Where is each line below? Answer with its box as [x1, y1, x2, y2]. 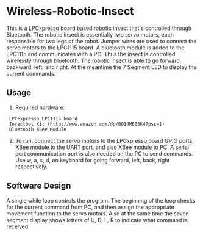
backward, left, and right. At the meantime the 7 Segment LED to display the [6, 63, 197, 71]
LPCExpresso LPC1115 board [9, 115, 78, 121]
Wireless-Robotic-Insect [6, 4, 134, 18]
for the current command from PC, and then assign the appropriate [6, 203, 175, 211]
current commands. [6, 70, 56, 77]
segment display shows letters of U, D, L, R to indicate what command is [6, 216, 188, 223]
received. [6, 223, 30, 230]
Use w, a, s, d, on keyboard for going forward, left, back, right [15, 156, 170, 164]
